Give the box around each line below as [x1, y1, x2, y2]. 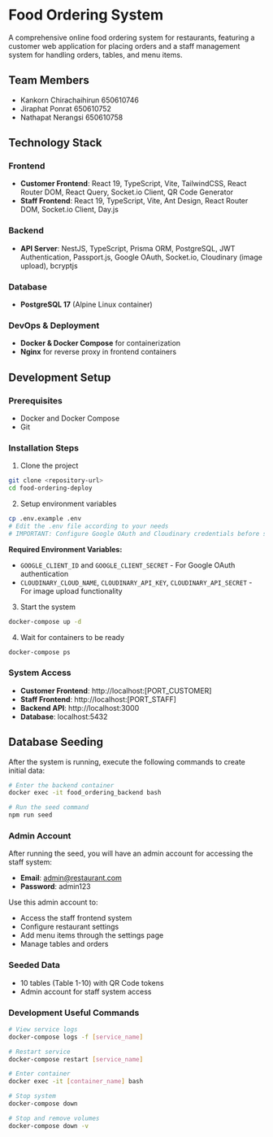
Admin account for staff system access [19, 987, 152, 996]
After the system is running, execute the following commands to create [8, 756, 245, 766]
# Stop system [8, 1092, 57, 1100]
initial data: [8, 765, 45, 775]
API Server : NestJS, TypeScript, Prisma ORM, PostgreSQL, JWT [19, 243, 236, 253]
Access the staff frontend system [19, 913, 132, 923]
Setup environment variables [19, 499, 117, 509]
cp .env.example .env [8, 515, 82, 523]
